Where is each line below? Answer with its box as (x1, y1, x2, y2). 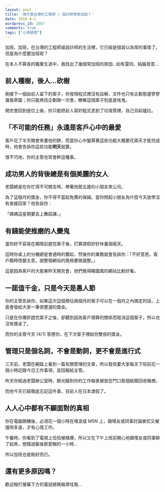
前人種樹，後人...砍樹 (5, 77, 70, 85)
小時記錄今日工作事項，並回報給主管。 (9, 367, 87, 373)
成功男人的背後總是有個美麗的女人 (5, 170, 109, 178)
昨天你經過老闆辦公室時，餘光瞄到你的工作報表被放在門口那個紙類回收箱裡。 (5, 378, 160, 383)
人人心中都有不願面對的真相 (5, 404, 89, 413)
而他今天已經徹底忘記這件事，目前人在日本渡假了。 (5, 388, 109, 394)
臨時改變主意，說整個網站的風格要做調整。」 (9, 258, 98, 264)
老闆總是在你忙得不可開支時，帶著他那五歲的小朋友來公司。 (5, 184, 126, 190)
